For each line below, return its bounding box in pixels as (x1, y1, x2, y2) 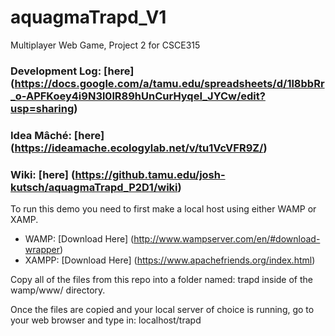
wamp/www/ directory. (10, 284, 106, 296)
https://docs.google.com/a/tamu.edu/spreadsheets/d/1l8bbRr (14, 76, 325, 90)
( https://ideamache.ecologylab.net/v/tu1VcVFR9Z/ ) (10, 141, 268, 155)
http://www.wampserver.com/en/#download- (133, 233, 321, 245)
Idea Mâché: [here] (10, 128, 105, 142)
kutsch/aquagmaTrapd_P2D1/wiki (10, 180, 178, 194)
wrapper (24, 244, 60, 256)
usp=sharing (10, 101, 75, 115)
